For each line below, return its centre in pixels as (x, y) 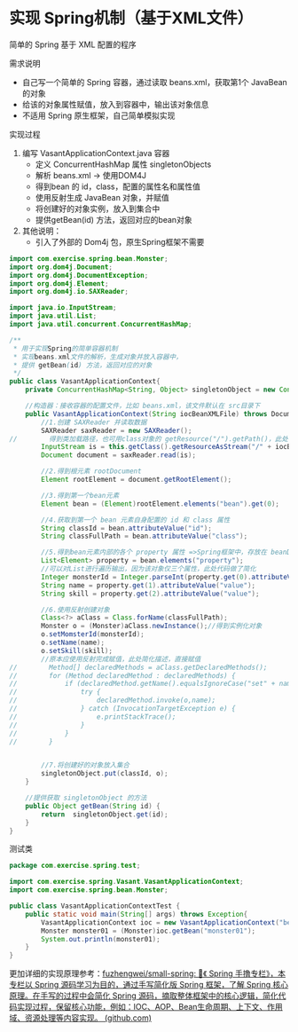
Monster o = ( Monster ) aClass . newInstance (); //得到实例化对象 (152, 626)
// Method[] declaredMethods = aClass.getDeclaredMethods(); (138, 667)
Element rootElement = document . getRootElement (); (137, 480)
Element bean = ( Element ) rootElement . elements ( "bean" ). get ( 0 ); (160, 504)
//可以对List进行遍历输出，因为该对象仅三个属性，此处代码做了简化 (149, 569)
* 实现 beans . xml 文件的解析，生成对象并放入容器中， (98, 357)
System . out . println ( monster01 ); (101, 939)
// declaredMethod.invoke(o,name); (113, 701)
